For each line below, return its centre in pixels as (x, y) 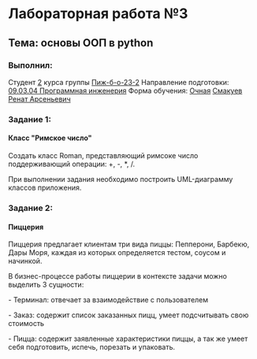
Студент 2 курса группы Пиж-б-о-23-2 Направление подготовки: (119, 82)
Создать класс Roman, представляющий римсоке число (103, 155)
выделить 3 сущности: (46, 285)
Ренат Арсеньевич (39, 98)
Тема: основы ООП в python (81, 43)
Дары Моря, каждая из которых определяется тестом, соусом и (117, 253)
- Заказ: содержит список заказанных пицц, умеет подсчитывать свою (128, 315)
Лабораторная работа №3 (98, 14)
